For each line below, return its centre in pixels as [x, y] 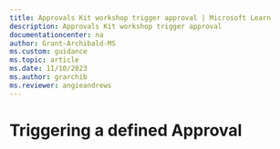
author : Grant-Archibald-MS [63, 43]
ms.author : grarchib [49, 77]
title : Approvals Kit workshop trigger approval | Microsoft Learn [140, 18]
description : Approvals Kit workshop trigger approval [116, 26]
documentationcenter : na [57, 35]
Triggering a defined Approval [126, 130]
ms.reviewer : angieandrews [61, 85]
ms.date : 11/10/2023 [49, 69]
